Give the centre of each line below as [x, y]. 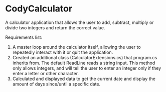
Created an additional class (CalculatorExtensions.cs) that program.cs [85, 57]
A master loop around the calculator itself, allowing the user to [77, 47]
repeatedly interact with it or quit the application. [63, 52]
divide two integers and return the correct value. [55, 27]
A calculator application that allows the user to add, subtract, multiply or [79, 22]
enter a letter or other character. [46, 73]
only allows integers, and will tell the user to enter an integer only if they [87, 68]
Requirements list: [24, 37]
